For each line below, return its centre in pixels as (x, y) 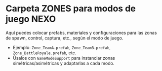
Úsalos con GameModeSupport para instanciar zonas (64, 58)
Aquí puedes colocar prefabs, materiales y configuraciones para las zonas (81, 33)
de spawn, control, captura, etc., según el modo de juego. (64, 38)
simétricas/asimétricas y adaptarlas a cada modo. (63, 63)
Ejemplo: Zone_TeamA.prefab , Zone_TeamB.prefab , (61, 47)
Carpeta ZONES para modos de (71, 9)
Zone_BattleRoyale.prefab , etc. (44, 53)
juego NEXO (31, 19)
